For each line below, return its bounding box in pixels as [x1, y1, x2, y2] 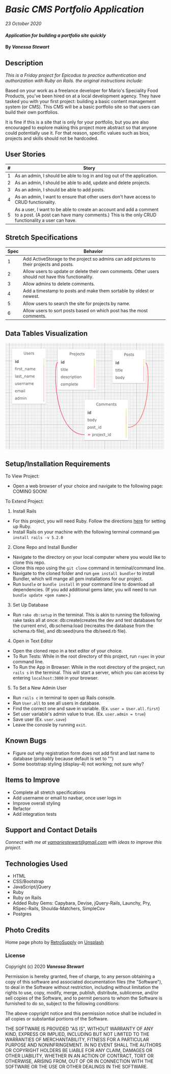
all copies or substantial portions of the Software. [5, 1016, 108, 1022]
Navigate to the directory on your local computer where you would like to [12, 554, 166, 560]
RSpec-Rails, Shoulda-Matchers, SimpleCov [12, 906, 105, 912]
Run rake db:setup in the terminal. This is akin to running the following [12, 611, 160, 618]
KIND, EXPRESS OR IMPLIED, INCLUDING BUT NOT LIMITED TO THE [5, 1031, 150, 1037]
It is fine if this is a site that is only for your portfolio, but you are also [5, 119, 149, 125]
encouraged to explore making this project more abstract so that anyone [5, 124, 157, 131]
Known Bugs [5, 736, 47, 745]
